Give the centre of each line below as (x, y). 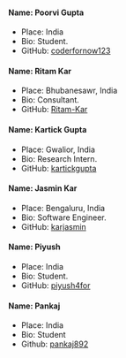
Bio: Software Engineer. (63, 217)
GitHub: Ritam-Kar (54, 110)
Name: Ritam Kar (40, 71)
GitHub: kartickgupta (59, 168)
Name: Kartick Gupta (48, 129)
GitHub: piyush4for (56, 286)
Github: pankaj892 (55, 344)
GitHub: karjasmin (54, 226)
